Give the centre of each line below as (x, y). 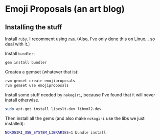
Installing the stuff (34, 27)
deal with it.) (18, 44)
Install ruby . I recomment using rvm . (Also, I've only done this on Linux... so (80, 39)
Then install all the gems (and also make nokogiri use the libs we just (75, 118)
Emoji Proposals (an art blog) (65, 9)
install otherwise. (22, 100)
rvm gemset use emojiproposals (37, 85)
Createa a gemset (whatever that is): (42, 71)
